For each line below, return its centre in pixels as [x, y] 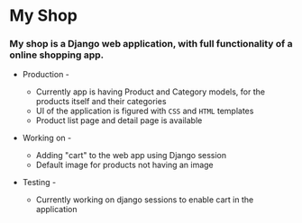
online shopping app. [57, 55]
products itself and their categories [101, 102]
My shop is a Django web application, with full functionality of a [151, 44]
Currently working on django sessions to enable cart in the [145, 200]
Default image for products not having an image [124, 165]
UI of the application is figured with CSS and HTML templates [145, 111]
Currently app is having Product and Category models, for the [151, 92]
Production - [46, 75]
